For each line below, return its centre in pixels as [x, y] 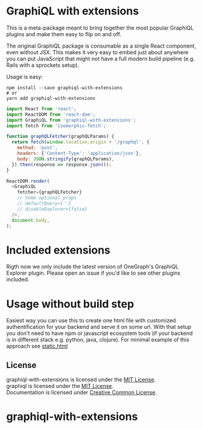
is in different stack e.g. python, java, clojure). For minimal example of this [98, 340]
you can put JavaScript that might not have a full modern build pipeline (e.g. [100, 58]
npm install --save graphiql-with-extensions [64, 88]
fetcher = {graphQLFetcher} [50, 192]
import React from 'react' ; [42, 109]
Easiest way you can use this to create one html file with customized [91, 321]
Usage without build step [70, 304]
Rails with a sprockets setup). [43, 65]
